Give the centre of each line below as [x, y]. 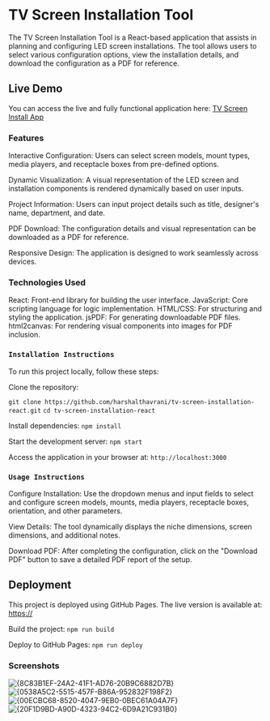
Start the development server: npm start [76, 441]
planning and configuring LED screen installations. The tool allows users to [133, 45]
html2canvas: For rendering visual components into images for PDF [120, 326]
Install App [26, 117]
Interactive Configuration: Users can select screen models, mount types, [129, 156]
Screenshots [34, 665]
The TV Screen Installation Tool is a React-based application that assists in [133, 37]
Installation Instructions [61, 355]
